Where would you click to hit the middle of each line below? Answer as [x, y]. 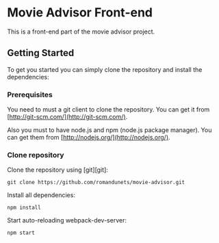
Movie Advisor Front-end [80, 13]
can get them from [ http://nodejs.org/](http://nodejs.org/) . [89, 138]
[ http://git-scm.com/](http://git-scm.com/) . [67, 117]
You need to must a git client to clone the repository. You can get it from [108, 110]
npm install [24, 208]
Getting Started [41, 53]
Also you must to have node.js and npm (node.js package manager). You [109, 130]
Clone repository [36, 155]
